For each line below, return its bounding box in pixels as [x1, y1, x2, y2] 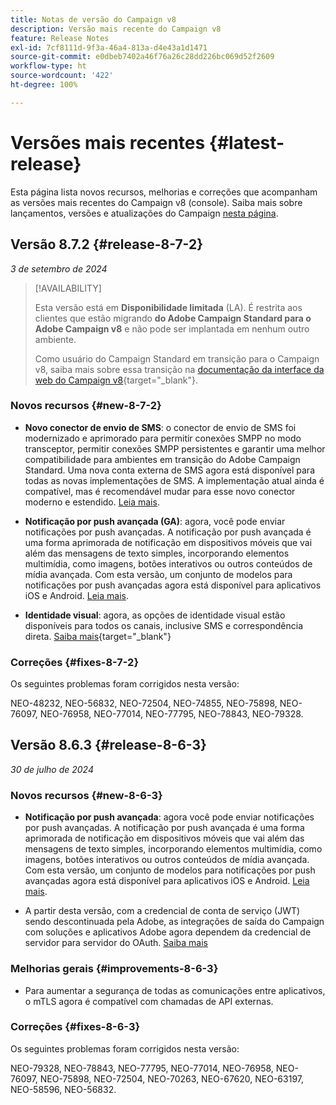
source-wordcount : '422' [10, 71, 114, 81]
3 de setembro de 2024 [10, 262, 108, 275]
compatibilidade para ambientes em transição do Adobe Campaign [24, 453, 301, 465]
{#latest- [208, 131, 285, 154]
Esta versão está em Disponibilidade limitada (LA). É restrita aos [34, 301, 303, 313]
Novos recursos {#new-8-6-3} [10, 788, 163, 802]
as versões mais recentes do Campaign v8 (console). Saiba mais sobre [10, 196, 303, 208]
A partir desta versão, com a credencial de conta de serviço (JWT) [24, 905, 301, 917]
